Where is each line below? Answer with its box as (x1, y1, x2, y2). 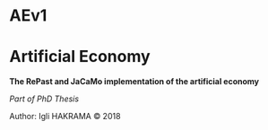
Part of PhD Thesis (9, 93, 79, 104)
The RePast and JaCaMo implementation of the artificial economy (9, 76, 260, 87)
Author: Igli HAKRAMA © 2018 (9, 111, 121, 122)
